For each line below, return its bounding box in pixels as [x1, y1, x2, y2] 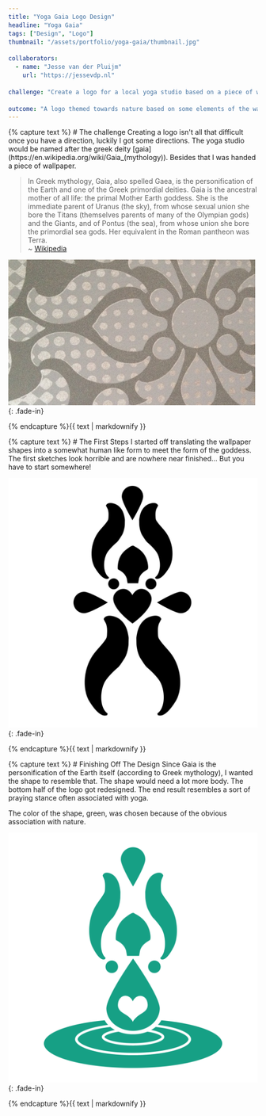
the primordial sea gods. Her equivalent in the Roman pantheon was [27, 227, 249, 237]
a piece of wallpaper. [8, 161, 77, 170]
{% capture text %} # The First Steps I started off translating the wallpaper [8, 437, 252, 447]
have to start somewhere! [8, 462, 92, 472]
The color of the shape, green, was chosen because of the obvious [8, 808, 227, 818]
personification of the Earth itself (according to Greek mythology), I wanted [8, 768, 253, 778]
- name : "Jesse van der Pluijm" [15, 63, 123, 71]
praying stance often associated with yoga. [8, 793, 149, 803]
